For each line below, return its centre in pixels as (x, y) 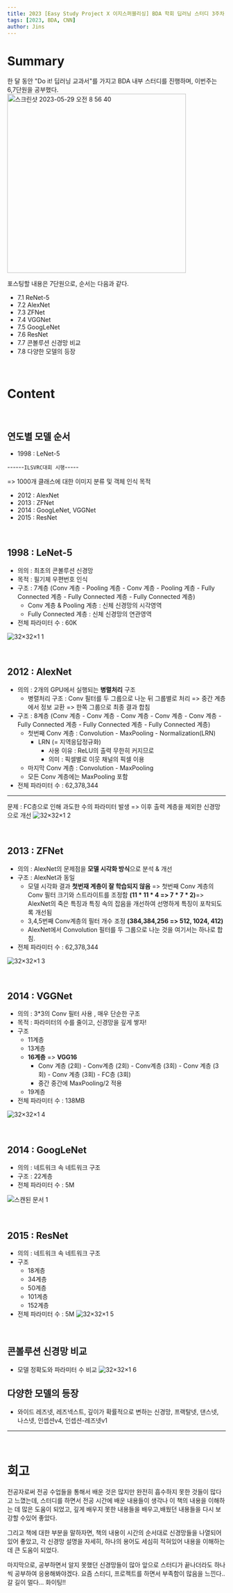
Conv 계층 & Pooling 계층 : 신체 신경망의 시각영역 (95, 605)
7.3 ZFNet (31, 312)
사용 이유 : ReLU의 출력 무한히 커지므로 (101, 750)
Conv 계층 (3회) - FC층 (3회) (91, 1075)
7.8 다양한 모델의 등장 (46, 351)
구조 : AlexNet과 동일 (46, 877)
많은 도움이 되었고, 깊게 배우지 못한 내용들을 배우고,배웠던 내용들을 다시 (118, 1509)
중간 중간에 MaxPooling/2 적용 (80, 1083)
